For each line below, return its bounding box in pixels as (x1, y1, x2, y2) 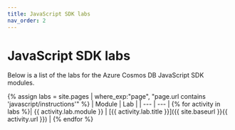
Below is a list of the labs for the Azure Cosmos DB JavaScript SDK (7, 71, 204, 80)
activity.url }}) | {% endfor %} (7, 115, 94, 124)
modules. (7, 79, 35, 87)
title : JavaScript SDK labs (7, 10, 91, 18)
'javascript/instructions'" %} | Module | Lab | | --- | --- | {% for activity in (7, 100, 221, 109)
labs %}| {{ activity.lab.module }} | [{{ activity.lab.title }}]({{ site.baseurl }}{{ (7, 107, 228, 116)
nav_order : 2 (7, 17, 46, 24)
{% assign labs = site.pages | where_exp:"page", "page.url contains (7, 92, 207, 101)
